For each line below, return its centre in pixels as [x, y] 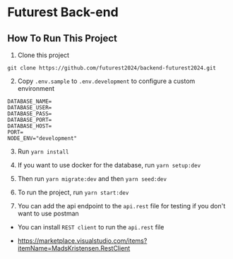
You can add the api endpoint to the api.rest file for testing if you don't [121, 206]
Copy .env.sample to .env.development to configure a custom [106, 81]
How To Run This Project [62, 38]
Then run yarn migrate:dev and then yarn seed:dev [92, 179]
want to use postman [48, 213]
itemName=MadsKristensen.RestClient [74, 248]
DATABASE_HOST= [30, 126]
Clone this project [43, 55]
